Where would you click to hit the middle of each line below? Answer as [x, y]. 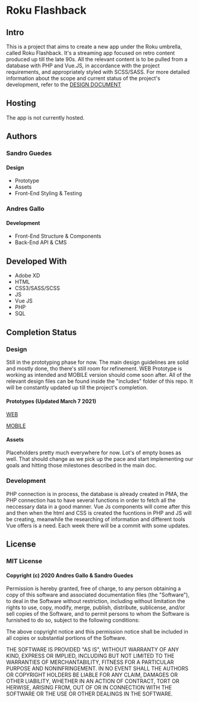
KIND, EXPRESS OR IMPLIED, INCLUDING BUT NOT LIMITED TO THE [90, 656]
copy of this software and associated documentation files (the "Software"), [98, 595]
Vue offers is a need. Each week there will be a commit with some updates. [98, 525]
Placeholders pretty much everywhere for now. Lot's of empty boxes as [94, 453]
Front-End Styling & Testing [48, 194]
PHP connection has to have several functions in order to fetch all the [91, 500]
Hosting [21, 103]
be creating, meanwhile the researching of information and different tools [96, 519]
